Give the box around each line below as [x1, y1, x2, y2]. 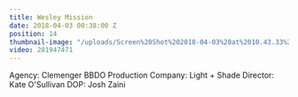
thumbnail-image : [9, 37, 74, 47]
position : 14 [9, 29, 58, 38]
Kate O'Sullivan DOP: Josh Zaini [9, 79, 126, 90]
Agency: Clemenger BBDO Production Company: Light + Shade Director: [9, 70, 275, 80]
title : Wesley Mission [9, 12, 93, 22]
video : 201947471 [9, 46, 74, 55]
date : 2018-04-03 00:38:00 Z [9, 21, 117, 30]
